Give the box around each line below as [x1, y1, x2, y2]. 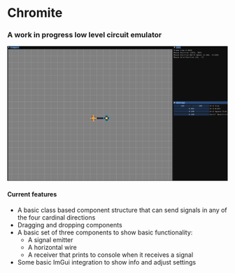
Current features [7, 190, 57, 199]
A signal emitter [27, 235, 73, 244]
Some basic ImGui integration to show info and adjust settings [17, 258, 197, 266]
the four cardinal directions [17, 213, 96, 222]
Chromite [7, 5, 63, 21]
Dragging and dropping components [17, 220, 122, 229]
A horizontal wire [27, 243, 77, 251]
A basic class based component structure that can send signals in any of [17, 206, 227, 214]
